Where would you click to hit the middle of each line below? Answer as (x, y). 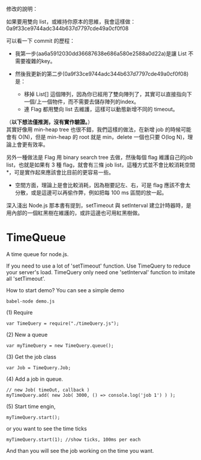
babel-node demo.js (31, 301)
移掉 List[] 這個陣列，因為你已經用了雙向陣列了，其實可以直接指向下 (108, 94)
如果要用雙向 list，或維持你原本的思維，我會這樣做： (71, 22)
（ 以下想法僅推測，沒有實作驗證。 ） (49, 122)
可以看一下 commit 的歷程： (40, 41)
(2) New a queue (27, 334)
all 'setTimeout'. (26, 278)
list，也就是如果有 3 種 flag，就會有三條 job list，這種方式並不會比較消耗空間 (101, 165)
